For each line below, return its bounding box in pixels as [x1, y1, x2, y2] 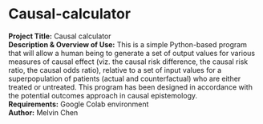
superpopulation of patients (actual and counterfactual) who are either [8, 74, 241, 83]
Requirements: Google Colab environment [8, 99, 149, 109]
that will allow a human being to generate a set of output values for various [8, 48, 255, 58]
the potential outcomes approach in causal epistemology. [8, 90, 198, 100]
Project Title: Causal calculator [8, 31, 111, 41]
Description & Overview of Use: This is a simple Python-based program [8, 39, 247, 49]
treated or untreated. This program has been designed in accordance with [8, 82, 253, 92]
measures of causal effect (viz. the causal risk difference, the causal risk [8, 57, 249, 66]
